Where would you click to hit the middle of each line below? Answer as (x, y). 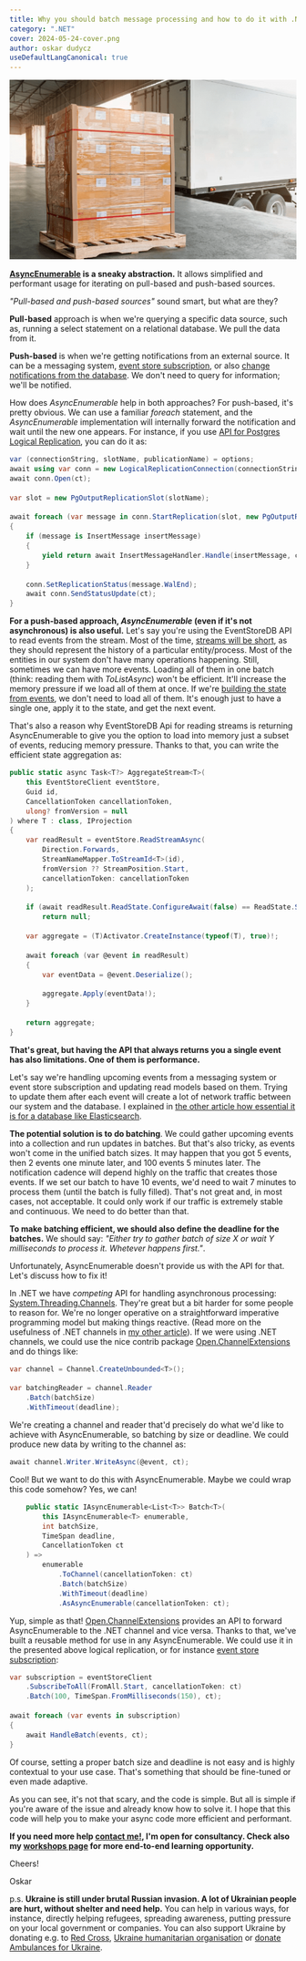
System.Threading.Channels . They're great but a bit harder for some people (152, 1303)
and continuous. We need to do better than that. (99, 1211)
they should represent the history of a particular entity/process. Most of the (151, 650)
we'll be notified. (41, 385)
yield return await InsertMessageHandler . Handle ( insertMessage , (167, 555)
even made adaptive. (49, 1781)
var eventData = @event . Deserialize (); (118, 975)
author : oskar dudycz (51, 48)
